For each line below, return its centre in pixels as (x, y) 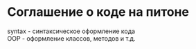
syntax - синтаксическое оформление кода (71, 31)
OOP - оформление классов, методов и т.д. (71, 38)
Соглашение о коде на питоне (98, 12)
